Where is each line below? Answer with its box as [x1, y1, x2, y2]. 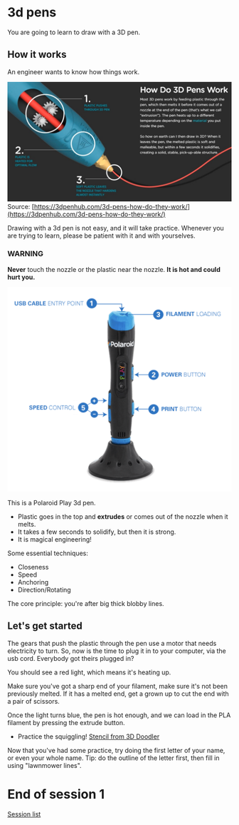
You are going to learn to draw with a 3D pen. [7, 28, 141, 36]
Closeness [17, 563, 49, 572]
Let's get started [7, 620, 83, 632]
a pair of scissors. [7, 697, 60, 705]
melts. [17, 520, 36, 529]
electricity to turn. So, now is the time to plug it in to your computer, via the [7, 647, 226, 655]
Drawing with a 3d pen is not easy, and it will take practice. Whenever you [7, 223, 224, 232]
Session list [7, 809, 41, 818]
